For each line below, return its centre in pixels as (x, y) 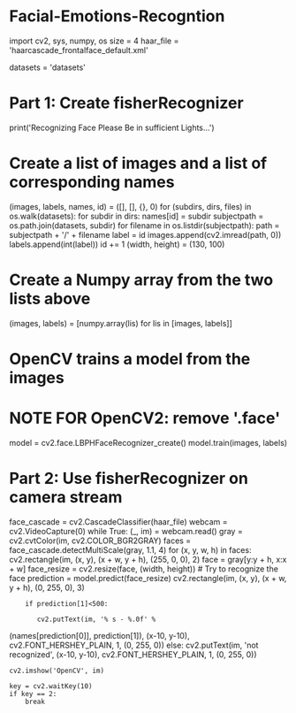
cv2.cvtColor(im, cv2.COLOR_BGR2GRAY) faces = (100, 540)
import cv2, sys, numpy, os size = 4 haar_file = (94, 41)
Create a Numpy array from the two (141, 280)
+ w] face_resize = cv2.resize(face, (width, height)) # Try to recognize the (144, 569)
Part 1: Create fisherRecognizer (127, 103)
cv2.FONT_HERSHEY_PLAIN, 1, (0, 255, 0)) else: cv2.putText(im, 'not (134, 645)
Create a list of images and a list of (138, 163)
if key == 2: (33, 694)
